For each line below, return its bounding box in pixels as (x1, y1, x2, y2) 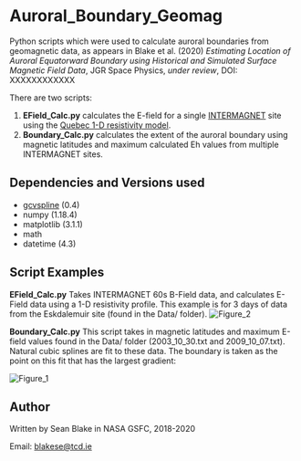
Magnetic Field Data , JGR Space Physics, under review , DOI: (9, 65, 238, 76)
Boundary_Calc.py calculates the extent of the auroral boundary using (22, 129, 289, 140)
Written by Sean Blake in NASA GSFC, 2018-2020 (9, 424, 196, 435)
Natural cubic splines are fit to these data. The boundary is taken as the (9, 345, 278, 356)
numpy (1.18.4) (22, 209, 78, 220)
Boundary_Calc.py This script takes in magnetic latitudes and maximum (9, 326, 280, 337)
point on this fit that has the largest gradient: (9, 355, 176, 366)
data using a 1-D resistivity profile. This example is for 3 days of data (29, 299, 288, 309)
